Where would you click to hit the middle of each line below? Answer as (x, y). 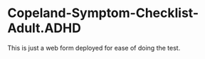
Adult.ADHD (44, 28)
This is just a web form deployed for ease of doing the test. (94, 48)
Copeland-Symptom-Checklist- (103, 13)
